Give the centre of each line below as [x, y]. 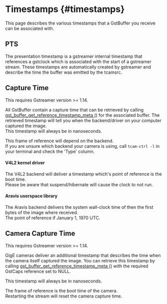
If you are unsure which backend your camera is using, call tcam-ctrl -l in [82, 146]
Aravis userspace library [31, 196]
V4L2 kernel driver [25, 163]
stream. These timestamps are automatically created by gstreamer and [78, 67]
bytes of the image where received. [42, 212]
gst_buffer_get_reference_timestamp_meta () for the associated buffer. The [82, 115]
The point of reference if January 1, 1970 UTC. [53, 218]
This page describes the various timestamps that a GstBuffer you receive [80, 23]
